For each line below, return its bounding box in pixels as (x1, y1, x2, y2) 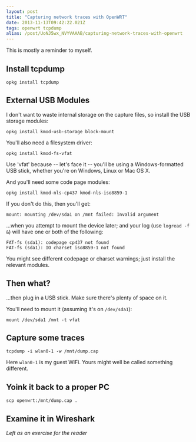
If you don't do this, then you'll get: (6, 200, 91, 207)
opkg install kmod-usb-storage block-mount (6, 128, 115, 134)
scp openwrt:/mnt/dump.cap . (6, 398, 78, 404)
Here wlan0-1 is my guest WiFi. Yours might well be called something (6, 359, 173, 366)
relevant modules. (6, 261, 50, 268)
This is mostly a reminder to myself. (6, 47, 92, 54)
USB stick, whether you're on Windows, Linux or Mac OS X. (6, 167, 151, 174)
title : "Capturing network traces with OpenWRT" (6, 14, 128, 20)
